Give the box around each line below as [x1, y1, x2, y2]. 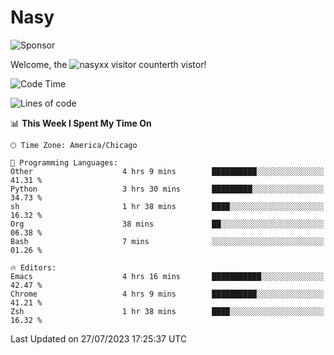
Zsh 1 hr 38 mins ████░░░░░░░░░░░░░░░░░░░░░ [10, 306, 325, 316]
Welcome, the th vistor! [10, 58, 207, 70]
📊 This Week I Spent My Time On [10, 117, 152, 129]
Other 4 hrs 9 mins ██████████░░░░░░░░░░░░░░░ [10, 166, 325, 176]
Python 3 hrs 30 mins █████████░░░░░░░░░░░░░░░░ [10, 184, 325, 194]
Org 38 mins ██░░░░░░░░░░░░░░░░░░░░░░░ [10, 219, 325, 229]
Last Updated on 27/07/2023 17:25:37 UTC [10, 332, 188, 345]
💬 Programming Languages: [10, 157, 118, 168]
